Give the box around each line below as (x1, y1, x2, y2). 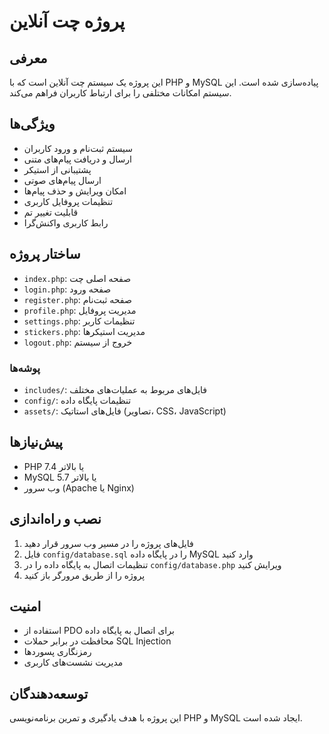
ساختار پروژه (9, 246, 81, 263)
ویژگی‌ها (9, 116, 56, 133)
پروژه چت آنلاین (9, 10, 126, 33)
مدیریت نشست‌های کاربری (23, 656, 124, 669)
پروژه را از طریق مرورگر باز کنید (23, 569, 146, 581)
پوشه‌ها (9, 361, 41, 375)
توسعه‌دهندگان (9, 685, 89, 702)
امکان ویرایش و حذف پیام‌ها (23, 185, 127, 197)
